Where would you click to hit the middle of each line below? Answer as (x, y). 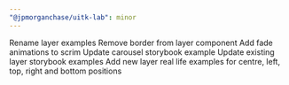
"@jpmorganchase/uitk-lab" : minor (73, 17)
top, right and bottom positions (66, 71)
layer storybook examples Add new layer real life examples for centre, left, (145, 61)
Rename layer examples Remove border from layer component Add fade (141, 42)
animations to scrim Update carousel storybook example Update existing (142, 52)
